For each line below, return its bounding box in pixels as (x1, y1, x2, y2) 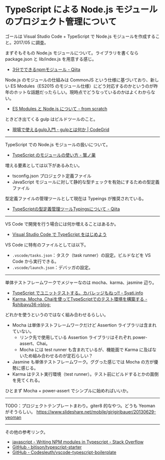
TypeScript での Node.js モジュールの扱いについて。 (5, 141, 110, 147)
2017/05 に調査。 (13, 39, 49, 45)
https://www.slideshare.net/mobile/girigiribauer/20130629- (36, 409, 156, 414)
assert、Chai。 (19, 340, 51, 346)
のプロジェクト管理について (5, 16, 117, 27)
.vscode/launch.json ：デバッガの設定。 (12, 264, 93, 270)
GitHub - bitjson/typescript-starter (12, 444, 82, 450)
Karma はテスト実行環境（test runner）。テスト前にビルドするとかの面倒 (12, 371, 159, 377)
